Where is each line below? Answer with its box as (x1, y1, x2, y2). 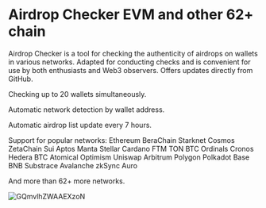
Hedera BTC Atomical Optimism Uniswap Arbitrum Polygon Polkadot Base (8, 152, 250, 162)
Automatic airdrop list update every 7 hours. (8, 120, 152, 129)
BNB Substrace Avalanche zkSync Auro (8, 160, 137, 170)
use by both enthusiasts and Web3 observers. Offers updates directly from (8, 65, 253, 75)
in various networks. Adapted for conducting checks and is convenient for (8, 57, 251, 67)
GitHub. (8, 74, 33, 83)
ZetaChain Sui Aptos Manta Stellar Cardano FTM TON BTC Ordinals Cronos (8, 144, 254, 153)
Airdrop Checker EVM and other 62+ (8, 6, 254, 24)
